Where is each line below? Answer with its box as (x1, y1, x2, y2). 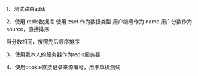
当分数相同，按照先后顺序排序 (6, 38, 80, 45)
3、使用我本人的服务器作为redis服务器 (6, 51, 100, 58)
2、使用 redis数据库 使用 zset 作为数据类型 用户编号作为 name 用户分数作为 (6, 18, 193, 25)
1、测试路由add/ (6, 5, 46, 12)
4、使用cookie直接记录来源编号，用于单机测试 (6, 63, 121, 71)
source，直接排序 (6, 26, 50, 32)
